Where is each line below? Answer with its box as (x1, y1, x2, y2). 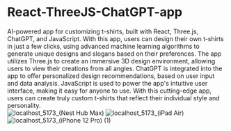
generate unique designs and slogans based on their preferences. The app (7, 49, 222, 58)
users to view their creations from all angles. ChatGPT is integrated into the (7, 64, 223, 72)
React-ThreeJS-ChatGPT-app (7, 4, 183, 20)
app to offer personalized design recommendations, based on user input (7, 71, 215, 80)
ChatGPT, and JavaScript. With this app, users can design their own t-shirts (7, 34, 224, 43)
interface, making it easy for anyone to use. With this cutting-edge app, (7, 86, 212, 95)
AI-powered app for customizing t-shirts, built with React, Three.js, (7, 27, 199, 36)
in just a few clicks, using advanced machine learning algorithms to (7, 42, 200, 50)
